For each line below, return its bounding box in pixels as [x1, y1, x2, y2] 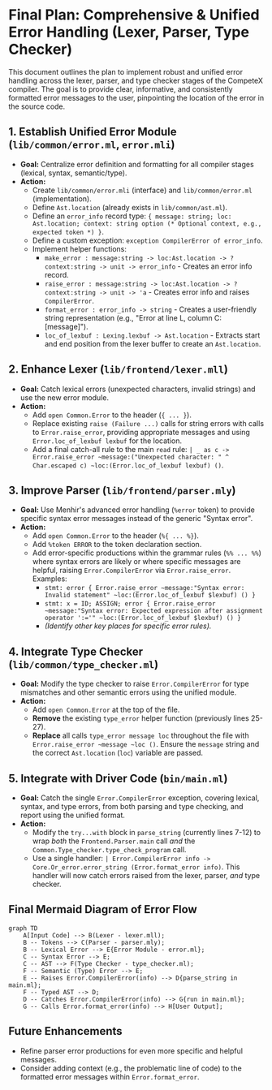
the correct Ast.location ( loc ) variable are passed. [32, 748, 204, 758]
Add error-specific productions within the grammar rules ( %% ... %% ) [32, 548, 262, 558]
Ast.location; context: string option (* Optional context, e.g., [32, 219, 262, 228]
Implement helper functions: [32, 243, 127, 253]
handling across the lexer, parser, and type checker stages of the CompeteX [8, 75, 264, 85]
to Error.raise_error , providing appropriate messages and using [32, 427, 250, 437]
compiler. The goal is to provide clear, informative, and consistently [8, 84, 233, 94]
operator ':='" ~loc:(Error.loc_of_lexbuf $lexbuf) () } [44, 614, 241, 623]
